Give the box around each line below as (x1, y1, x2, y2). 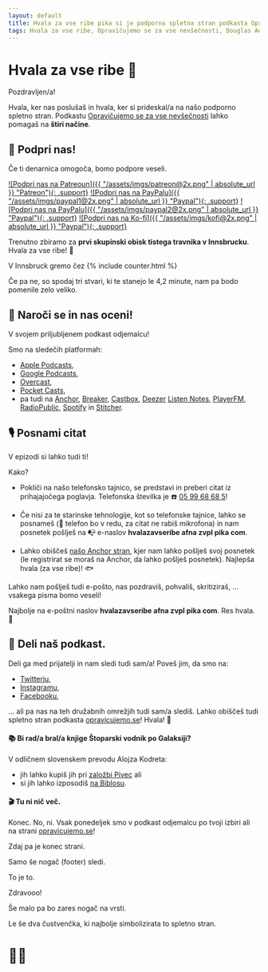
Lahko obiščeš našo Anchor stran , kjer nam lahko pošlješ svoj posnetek (19, 545, 255, 555)
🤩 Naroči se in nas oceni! (8, 308, 133, 321)
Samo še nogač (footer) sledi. (8, 856, 106, 866)
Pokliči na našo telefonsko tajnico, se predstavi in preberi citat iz (19, 482, 231, 492)
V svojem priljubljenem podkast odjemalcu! (8, 329, 150, 339)
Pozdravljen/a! (8, 87, 56, 96)
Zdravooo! (8, 887, 42, 897)
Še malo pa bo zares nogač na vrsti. (8, 903, 127, 913)
